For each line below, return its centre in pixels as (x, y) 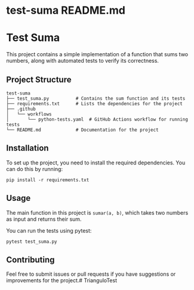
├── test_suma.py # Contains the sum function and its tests (96, 98)
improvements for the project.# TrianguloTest (62, 280)
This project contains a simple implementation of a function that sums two (97, 54)
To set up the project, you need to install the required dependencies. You (96, 163)
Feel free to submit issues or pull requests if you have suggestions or (91, 274)
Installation (27, 148)
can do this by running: (35, 169)
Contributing (30, 260)
